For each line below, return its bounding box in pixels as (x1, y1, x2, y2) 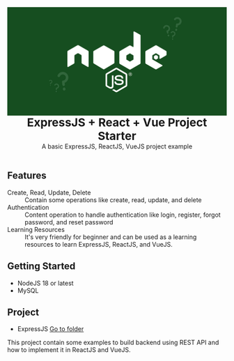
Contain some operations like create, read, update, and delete (24, 195, 202, 204)
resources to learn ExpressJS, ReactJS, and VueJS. (24, 240, 173, 248)
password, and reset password (24, 217, 114, 226)
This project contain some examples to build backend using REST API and (7, 338, 219, 347)
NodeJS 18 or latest (17, 279, 75, 287)
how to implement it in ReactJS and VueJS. (7, 346, 131, 354)
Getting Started (7, 261, 76, 272)
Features (7, 170, 47, 182)
